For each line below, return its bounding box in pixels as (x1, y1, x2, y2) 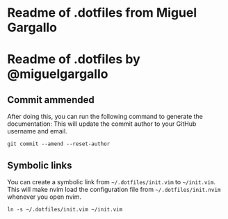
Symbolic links (7, 159, 72, 171)
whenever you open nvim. (7, 193, 82, 201)
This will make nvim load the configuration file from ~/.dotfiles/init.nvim (7, 186, 221, 193)
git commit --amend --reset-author (7, 140, 111, 147)
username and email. (7, 127, 67, 136)
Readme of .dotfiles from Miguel (7, 5, 197, 21)
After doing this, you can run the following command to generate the (7, 113, 204, 121)
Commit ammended (7, 94, 95, 106)
